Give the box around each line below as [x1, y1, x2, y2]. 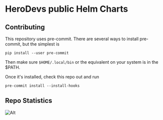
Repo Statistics [5, 96, 52, 105]
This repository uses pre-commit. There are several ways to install [5, 36, 139, 42]
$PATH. [5, 65, 21, 70]
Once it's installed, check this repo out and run [5, 74, 99, 79]
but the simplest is [22, 41, 60, 47]
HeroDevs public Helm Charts [5, 3, 128, 15]
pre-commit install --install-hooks [5, 83, 80, 88]
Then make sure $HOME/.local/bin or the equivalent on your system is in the [5, 59, 159, 65]
